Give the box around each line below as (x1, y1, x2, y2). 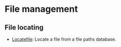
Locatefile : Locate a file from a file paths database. (11, 36, 117, 42)
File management (4, 3, 78, 15)
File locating (4, 23, 44, 32)
